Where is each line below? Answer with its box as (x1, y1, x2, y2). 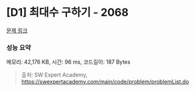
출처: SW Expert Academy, (21, 71, 88, 79)
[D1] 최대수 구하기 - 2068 (6, 5, 129, 19)
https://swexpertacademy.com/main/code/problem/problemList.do (21, 78, 190, 86)
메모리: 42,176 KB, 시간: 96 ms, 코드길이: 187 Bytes (6, 58, 131, 66)
